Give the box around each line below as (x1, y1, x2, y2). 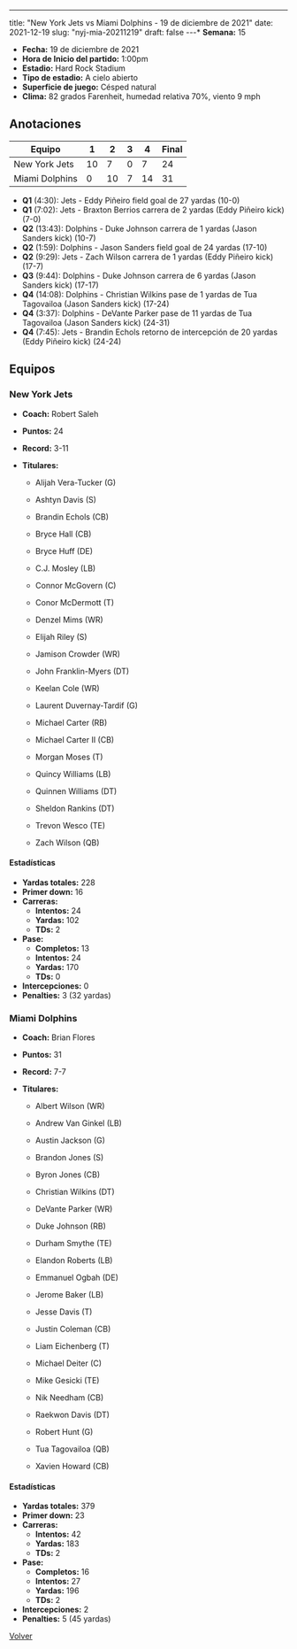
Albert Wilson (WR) (34, 1101, 105, 1111)
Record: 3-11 (21, 443, 69, 453)
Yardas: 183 (34, 1538, 80, 1549)
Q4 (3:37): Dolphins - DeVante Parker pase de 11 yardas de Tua (21, 307, 253, 319)
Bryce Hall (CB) (34, 528, 92, 539)
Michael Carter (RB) (34, 717, 108, 728)
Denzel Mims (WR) (34, 614, 103, 625)
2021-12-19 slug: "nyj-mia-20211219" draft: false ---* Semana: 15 (9, 27, 246, 37)
